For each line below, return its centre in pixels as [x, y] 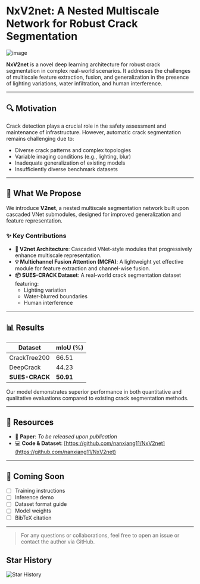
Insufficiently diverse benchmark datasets [66, 169]
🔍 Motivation [31, 109]
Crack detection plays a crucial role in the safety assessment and [86, 126]
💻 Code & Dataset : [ [40, 443]
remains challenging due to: [40, 138]
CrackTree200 [29, 357]
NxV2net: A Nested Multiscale [83, 11]
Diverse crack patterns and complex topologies [73, 150]
